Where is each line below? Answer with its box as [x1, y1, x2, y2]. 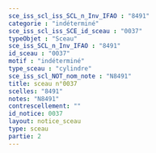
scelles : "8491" [8, 87, 63, 96]
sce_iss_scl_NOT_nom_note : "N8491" [8, 72, 132, 80]
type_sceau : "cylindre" [8, 65, 92, 73]
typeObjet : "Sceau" [8, 34, 78, 43]
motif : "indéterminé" [8, 57, 85, 66]
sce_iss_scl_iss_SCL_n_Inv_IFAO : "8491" [8, 11, 150, 20]
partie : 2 [8, 132, 42, 140]
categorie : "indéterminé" [8, 19, 99, 28]
